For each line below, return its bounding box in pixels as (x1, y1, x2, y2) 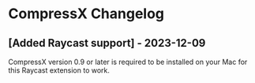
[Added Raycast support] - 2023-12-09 (8, 36, 206, 50)
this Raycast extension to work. (8, 66, 111, 75)
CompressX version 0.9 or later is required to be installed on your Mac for (8, 57, 248, 66)
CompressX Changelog (8, 5, 164, 23)
